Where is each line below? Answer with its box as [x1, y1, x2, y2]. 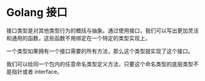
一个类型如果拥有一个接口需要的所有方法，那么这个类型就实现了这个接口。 [6, 47, 193, 55]
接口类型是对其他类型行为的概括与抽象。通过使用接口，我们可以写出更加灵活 [6, 27, 199, 34]
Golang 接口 [6, 5, 68, 19]
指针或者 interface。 [11, 68, 63, 75]
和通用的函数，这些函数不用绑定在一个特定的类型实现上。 [6, 34, 151, 41]
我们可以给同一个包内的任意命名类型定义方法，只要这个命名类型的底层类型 [6, 60, 193, 68]
